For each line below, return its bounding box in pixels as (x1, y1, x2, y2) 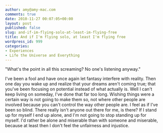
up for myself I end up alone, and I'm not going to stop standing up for (5, 112, 147, 118)
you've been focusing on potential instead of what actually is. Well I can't (5, 86, 153, 92)
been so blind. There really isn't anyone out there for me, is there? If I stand (5, 107, 157, 113)
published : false (5, 26, 41, 30)
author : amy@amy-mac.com (5, 7, 56, 12)
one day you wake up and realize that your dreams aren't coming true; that (5, 81, 156, 87)
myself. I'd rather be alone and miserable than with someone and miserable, (5, 117, 158, 123)
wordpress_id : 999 (5, 39, 43, 44)
